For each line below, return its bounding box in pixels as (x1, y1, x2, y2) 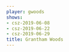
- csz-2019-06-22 (6, 25, 50, 32)
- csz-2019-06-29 (6, 31, 50, 37)
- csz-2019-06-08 (6, 20, 50, 26)
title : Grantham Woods (6, 36, 64, 42)
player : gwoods (6, 8, 45, 15)
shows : (6, 14, 23, 20)
